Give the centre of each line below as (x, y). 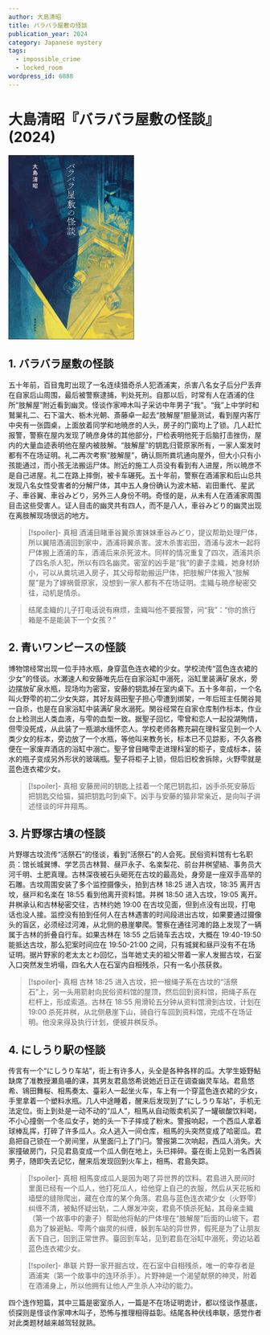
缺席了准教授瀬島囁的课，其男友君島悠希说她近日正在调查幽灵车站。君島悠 (131, 1081)
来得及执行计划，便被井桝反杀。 (109, 1022)
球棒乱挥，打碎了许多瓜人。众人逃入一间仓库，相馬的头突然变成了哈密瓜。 (131, 1131)
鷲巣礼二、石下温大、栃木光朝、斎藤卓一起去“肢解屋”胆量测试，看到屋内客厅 (135, 414)
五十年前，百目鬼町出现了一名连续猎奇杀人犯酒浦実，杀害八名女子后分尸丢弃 (135, 385)
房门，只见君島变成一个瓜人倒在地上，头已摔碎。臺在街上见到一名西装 (145, 1151)
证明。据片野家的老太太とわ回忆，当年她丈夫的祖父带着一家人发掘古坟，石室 (135, 955)
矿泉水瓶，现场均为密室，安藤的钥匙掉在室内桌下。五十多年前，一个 (142, 688)
